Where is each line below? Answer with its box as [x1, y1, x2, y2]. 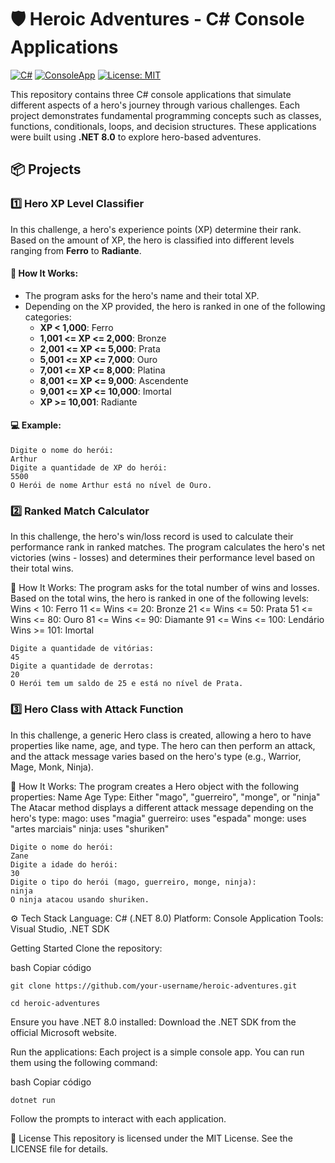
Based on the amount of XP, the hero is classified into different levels [10, 234, 295, 246]
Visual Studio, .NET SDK [10, 922, 110, 935]
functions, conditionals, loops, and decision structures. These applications [10, 120, 317, 132]
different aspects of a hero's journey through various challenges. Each [10, 99, 301, 111]
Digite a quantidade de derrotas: [10, 661, 155, 671]
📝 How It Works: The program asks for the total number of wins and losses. [10, 582, 320, 594]
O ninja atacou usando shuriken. [10, 894, 150, 905]
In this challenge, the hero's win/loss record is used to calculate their [10, 531, 294, 543]
